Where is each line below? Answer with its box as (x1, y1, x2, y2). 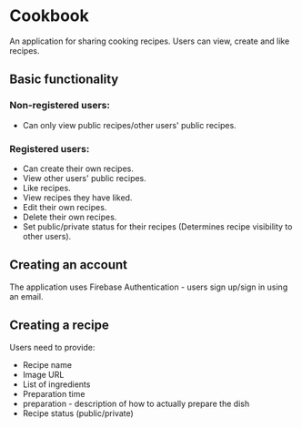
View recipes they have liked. (22, 192, 133, 203)
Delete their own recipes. (22, 211, 117, 222)
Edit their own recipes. (22, 201, 107, 212)
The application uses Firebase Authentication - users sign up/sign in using (9, 281, 288, 292)
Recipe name (22, 359, 73, 370)
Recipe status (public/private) (22, 407, 134, 419)
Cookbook (9, 5, 89, 26)
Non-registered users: (9, 99, 111, 112)
